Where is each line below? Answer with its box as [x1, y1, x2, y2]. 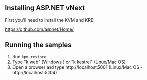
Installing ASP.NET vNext [5, 4, 85, 12]
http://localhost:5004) [12, 69, 57, 75]
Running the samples [5, 41, 72, 49]
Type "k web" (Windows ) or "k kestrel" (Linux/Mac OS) [12, 59, 126, 65]
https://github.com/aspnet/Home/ [5, 27, 74, 32]
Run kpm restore [12, 53, 47, 59]
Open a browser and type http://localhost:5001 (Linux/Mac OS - [12, 64, 143, 70]
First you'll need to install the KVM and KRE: [5, 17, 95, 23]
